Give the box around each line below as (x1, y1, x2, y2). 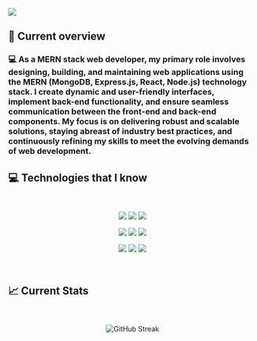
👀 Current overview (8, 30, 106, 43)
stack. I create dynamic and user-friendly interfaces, (8, 87, 215, 98)
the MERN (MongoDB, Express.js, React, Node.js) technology (8, 77, 247, 88)
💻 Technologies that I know (8, 170, 147, 185)
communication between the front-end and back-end (8, 107, 217, 118)
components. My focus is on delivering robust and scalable (8, 116, 240, 127)
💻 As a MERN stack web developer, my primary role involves (8, 54, 246, 65)
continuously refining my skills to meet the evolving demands (8, 136, 250, 147)
